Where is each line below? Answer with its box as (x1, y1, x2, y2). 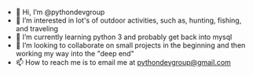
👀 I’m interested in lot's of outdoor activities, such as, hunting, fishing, (15, 16, 242, 25)
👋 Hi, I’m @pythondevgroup (15, 8, 105, 16)
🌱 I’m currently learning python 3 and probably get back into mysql (15, 32, 233, 41)
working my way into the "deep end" (15, 49, 135, 58)
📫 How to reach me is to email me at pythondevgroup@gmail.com (15, 58, 232, 66)
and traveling (15, 24, 59, 33)
